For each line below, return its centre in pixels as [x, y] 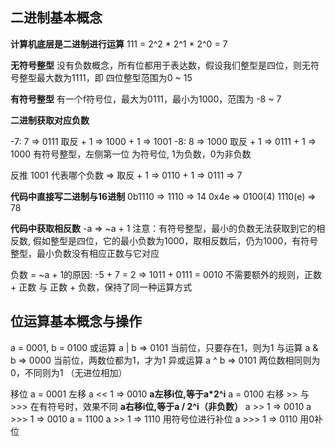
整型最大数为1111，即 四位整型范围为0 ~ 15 [105, 77]
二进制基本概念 [56, 18]
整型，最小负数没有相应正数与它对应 [85, 253]
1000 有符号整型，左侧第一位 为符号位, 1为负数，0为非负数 [131, 154]
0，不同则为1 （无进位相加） [69, 372]
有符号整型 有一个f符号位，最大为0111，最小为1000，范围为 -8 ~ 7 [146, 99]
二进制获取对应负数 [50, 120]
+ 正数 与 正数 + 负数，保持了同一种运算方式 [101, 287]
